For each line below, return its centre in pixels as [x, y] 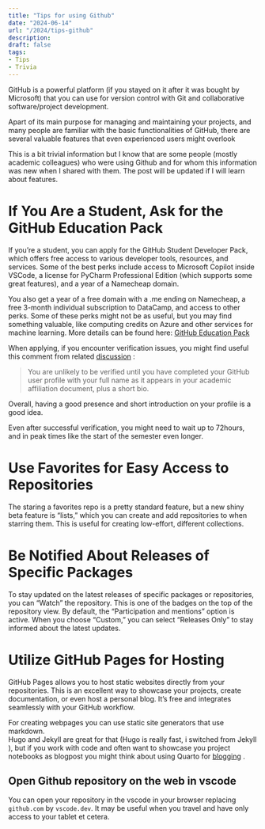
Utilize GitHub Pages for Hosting [117, 660]
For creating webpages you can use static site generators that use [116, 722]
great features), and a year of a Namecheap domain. [94, 283]
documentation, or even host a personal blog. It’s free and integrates [120, 698]
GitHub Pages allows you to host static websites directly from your [117, 682]
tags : [17, 52]
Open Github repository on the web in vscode [123, 781]
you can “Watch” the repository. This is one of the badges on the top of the [131, 603]
